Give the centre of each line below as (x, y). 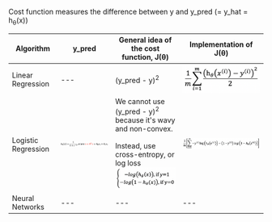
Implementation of (221, 44)
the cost (145, 48)
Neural (23, 199)
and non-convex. (144, 128)
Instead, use (135, 145)
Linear (23, 75)
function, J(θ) (145, 57)
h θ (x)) (18, 21)
